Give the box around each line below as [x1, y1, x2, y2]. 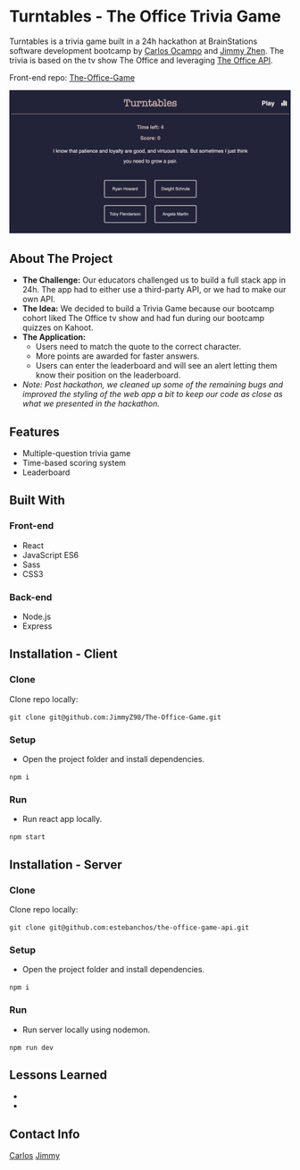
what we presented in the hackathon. [21, 398, 161, 409]
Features [9, 424, 60, 439]
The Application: [21, 332, 87, 343]
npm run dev [9, 1043, 54, 1052]
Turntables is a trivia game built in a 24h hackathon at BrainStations [9, 36, 258, 47]
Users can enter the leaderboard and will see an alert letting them [35, 360, 278, 371]
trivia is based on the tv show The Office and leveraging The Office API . [9, 55, 274, 65]
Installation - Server [9, 857, 122, 872]
